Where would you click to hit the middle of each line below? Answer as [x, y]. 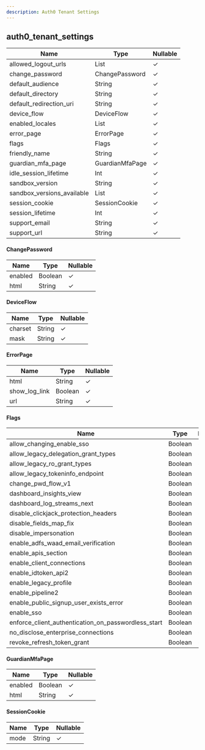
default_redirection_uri [42, 104]
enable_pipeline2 [34, 593]
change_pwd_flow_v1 [40, 484]
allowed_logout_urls [38, 64]
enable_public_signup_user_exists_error [67, 603]
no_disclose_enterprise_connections [62, 633]
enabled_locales [33, 124]
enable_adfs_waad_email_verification [62, 543]
